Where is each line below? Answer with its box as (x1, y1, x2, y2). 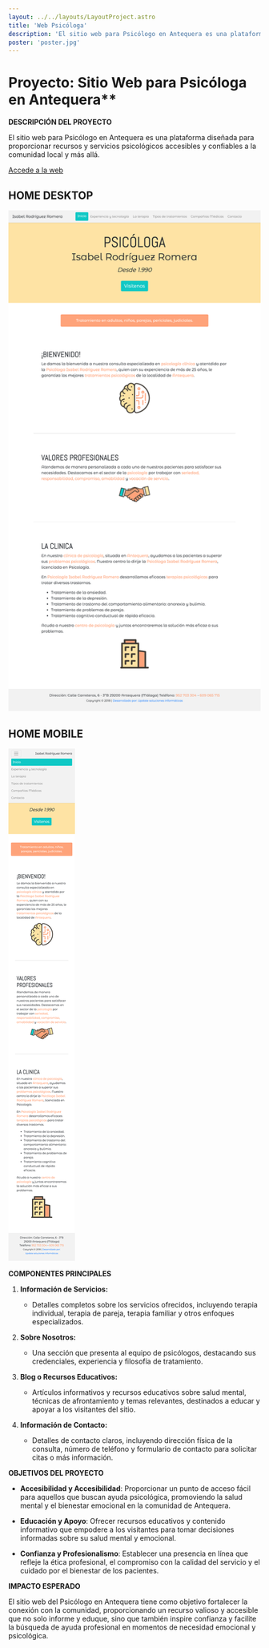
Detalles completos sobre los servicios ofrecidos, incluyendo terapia (31, 1299, 258, 1309)
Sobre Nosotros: (19, 1332, 76, 1342)
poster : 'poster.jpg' (8, 38, 81, 46)
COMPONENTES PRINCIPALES (8, 1268, 112, 1278)
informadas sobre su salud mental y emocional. (19, 1533, 177, 1542)
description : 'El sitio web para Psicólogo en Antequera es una (8, 30, 227, 38)
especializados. (31, 1316, 84, 1326)
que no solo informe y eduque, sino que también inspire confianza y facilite (8, 1614, 257, 1623)
